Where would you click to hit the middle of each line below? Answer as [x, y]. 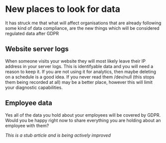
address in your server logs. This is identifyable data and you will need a [79, 66]
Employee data [29, 103]
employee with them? [27, 126]
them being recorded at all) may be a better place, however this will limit [79, 82]
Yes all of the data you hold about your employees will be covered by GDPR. [83, 115]
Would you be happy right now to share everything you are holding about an [83, 120]
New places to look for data [63, 9]
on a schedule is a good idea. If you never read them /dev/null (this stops [80, 77]
